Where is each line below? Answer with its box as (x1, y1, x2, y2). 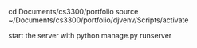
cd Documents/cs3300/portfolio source (8, 7, 139, 16)
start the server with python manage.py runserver (8, 31, 172, 40)
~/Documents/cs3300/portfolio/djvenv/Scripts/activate (8, 15, 189, 25)
